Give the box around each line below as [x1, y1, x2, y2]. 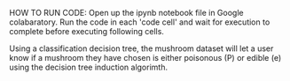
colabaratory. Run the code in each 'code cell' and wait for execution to [9, 17, 270, 27]
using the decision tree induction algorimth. [9, 62, 169, 72]
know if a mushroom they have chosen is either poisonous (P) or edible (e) [9, 53, 282, 63]
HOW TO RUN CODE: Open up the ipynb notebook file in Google [9, 8, 244, 18]
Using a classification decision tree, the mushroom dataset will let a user [9, 43, 274, 54]
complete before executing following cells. [9, 26, 164, 36]
